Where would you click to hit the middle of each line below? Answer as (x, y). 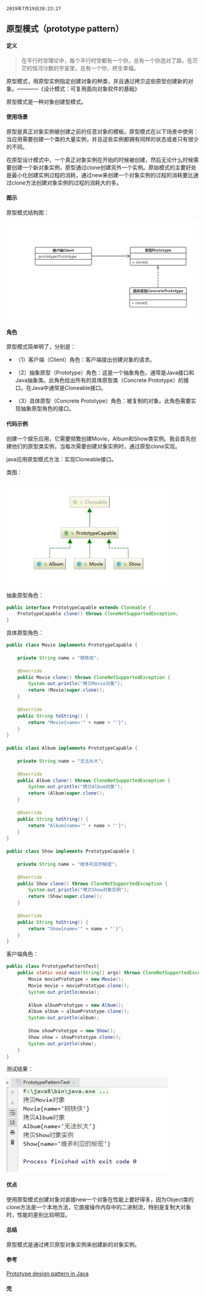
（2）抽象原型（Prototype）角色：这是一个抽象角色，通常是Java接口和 (105, 373)
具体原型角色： (25, 633)
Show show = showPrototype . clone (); (75, 1037)
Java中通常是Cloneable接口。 (69, 388)
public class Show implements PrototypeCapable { (71, 851)
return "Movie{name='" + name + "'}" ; (77, 722)
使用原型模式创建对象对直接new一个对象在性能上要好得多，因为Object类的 (100, 1199)
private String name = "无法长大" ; (61, 761)
